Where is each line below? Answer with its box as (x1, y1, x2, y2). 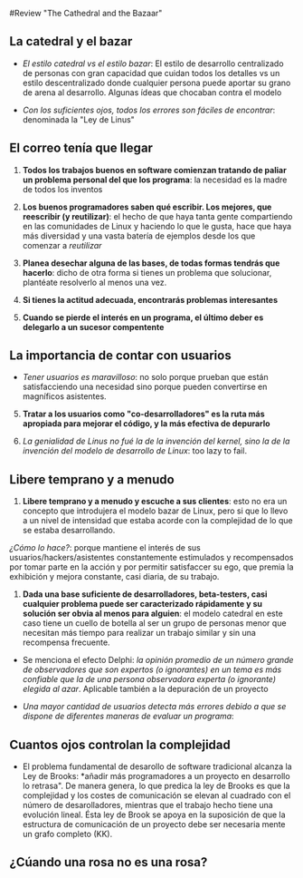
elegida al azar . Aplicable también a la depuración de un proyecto (22, 684, 269, 695)
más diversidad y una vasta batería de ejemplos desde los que (22, 230, 256, 241)
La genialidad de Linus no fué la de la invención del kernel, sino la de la (22, 435, 290, 447)
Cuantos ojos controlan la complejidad (9, 737, 231, 752)
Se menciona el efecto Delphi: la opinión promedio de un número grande (22, 655, 294, 666)
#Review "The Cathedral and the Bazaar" (9, 8, 163, 18)
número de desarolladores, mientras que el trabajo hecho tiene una (22, 800, 273, 811)
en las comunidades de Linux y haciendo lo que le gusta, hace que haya (22, 220, 292, 231)
